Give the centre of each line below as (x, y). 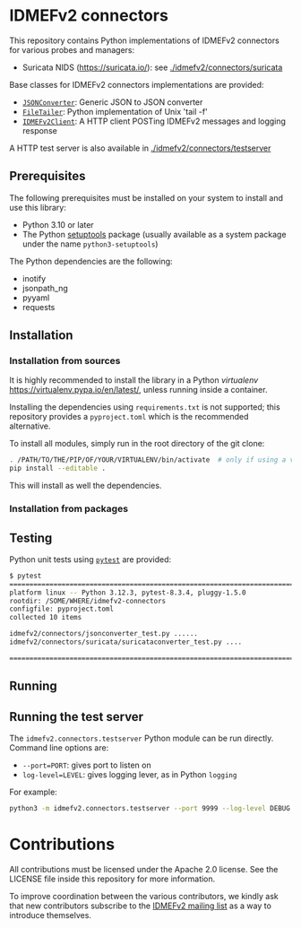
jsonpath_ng (45, 288)
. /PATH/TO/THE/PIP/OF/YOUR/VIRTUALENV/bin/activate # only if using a (148, 460)
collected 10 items (46, 618)
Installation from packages (69, 509)
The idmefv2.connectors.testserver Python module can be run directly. (142, 738)
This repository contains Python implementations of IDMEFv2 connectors (144, 40)
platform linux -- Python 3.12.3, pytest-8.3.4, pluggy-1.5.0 (128, 593)
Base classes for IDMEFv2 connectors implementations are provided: (137, 84)
